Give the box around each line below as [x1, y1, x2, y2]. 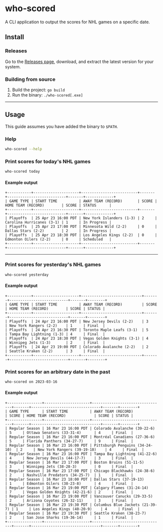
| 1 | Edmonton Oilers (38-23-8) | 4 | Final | [5, 481, 133, 486]
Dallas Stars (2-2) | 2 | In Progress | [5, 228, 112, 233]
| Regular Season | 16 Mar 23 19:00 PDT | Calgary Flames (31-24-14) [5, 485, 149, 490]
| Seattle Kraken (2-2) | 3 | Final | [5, 349, 105, 354]
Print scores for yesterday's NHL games [5, 261, 101, 268]
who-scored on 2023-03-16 [5, 379, 57, 384]
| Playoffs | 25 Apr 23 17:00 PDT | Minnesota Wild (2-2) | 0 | [5, 224, 158, 229]
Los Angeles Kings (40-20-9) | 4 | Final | [33, 507, 140, 512]
